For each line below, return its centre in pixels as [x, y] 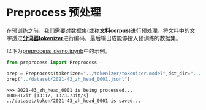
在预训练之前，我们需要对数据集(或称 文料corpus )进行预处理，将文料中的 [98, 30]
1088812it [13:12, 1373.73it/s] [48, 95]
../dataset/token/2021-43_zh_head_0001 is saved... [74, 101]
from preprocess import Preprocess [52, 62]
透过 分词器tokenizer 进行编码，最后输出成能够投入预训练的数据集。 [97, 38]
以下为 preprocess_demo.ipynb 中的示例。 [58, 51]
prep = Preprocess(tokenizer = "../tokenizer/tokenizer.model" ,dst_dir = [98, 74]
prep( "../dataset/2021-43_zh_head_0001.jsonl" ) [68, 79]
